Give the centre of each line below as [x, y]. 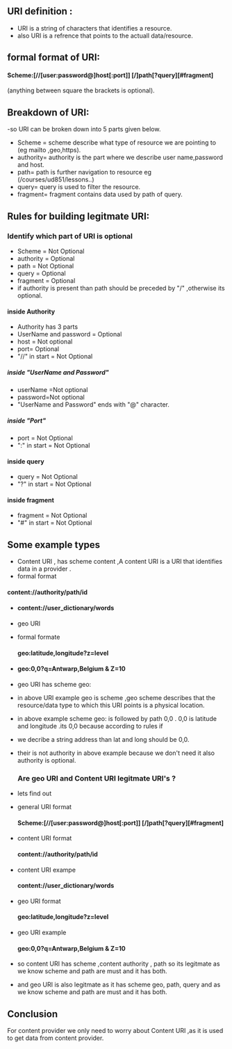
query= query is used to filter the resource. [79, 187]
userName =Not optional [52, 390]
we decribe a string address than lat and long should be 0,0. [103, 739]
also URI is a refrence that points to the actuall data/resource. [105, 35]
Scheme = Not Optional [51, 251]
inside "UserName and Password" [58, 372]
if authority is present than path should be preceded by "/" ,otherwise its [121, 288]
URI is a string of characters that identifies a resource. [94, 28]
